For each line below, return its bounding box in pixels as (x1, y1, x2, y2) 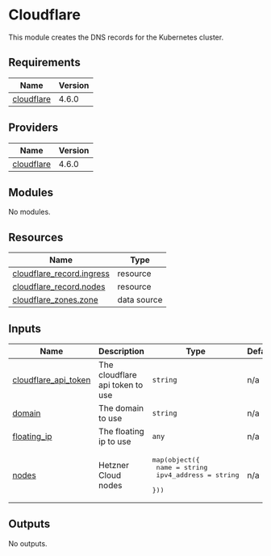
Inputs (8, 321, 42, 336)
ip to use (98, 436, 131, 447)
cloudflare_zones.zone (12, 295, 98, 306)
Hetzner (98, 459, 129, 470)
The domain (98, 403, 144, 413)
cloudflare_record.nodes (12, 281, 106, 292)
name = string (156, 463, 208, 471)
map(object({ (152, 456, 200, 464)
